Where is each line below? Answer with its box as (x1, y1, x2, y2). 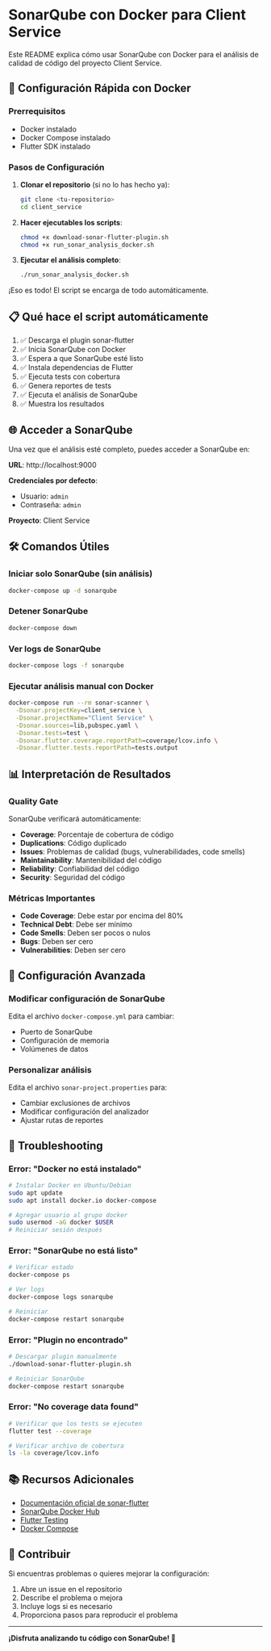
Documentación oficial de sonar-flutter (19, 1498, 149, 1508)
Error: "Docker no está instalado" (8, 1163, 142, 1174)
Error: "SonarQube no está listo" (8, 1246, 139, 1257)
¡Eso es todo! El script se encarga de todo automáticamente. (8, 285, 209, 296)
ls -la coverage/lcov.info (8, 1449, 99, 1457)
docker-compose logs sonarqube (8, 1293, 114, 1301)
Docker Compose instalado (19, 132, 111, 142)
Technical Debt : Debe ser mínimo (19, 919, 133, 930)
